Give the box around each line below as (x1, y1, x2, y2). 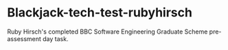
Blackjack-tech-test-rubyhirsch (7, 5, 192, 21)
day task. (42, 34, 69, 42)
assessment (7, 34, 41, 42)
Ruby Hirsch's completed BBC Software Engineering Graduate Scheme (7, 27, 208, 36)
